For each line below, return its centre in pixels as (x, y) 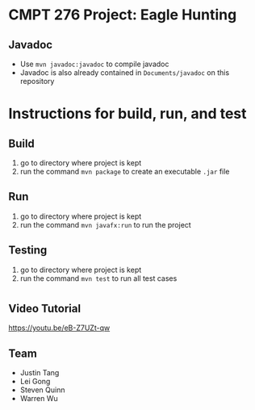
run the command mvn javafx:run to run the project (105, 224)
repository (37, 81)
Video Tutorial (45, 308)
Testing (28, 251)
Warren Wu (39, 399)
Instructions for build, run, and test (128, 114)
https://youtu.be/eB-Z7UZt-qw (59, 328)
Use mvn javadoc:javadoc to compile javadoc (94, 64)
